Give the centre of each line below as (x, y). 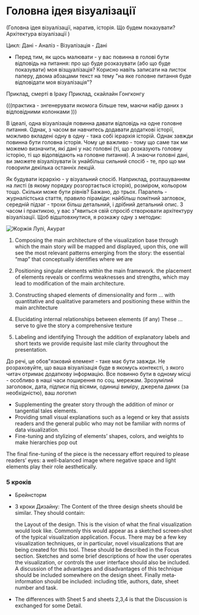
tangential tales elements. (46, 411)
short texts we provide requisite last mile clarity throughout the (91, 343)
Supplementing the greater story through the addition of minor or (94, 404)
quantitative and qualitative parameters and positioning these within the (102, 301)
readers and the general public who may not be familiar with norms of (100, 423)
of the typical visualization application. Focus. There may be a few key (101, 537)
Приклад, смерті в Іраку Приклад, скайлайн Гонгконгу (75, 94)
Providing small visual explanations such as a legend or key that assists (102, 417)
